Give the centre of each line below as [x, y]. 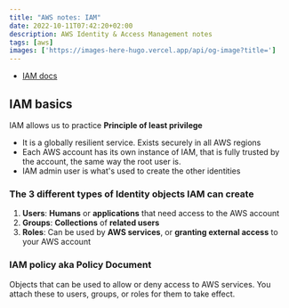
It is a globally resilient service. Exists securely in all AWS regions [141, 142]
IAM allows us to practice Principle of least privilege [106, 125]
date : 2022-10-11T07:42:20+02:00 [71, 26]
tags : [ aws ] [31, 42]
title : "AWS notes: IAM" [55, 17]
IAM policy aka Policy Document [80, 265]
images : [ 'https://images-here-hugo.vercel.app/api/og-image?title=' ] [143, 51]
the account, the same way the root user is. [101, 161]
